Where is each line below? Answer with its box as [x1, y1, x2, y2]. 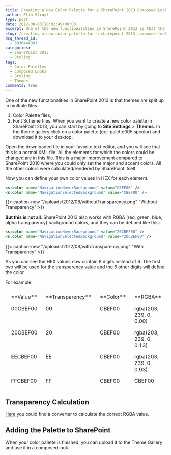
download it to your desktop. [12, 134, 73, 140]
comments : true [5, 83, 38, 88]
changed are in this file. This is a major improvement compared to [5, 155, 143, 161]
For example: [5, 279, 33, 285]
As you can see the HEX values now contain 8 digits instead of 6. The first [5, 259, 161, 265]
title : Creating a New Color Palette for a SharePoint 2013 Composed [5, 7, 156, 13]
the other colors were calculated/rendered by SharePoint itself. [5, 165, 137, 171]
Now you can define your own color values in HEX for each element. [5, 175, 149, 181]
